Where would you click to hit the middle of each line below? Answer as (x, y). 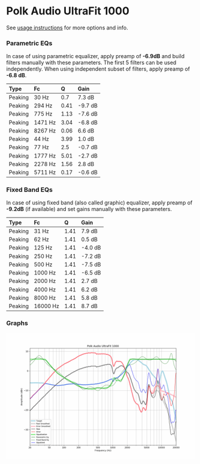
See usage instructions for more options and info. (67, 28)
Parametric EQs (29, 43)
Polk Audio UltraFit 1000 (68, 11)
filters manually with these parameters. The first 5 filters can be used (91, 63)
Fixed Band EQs (29, 189)
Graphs (17, 323)
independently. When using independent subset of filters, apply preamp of (98, 69)
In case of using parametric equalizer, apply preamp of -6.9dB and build (96, 56)
